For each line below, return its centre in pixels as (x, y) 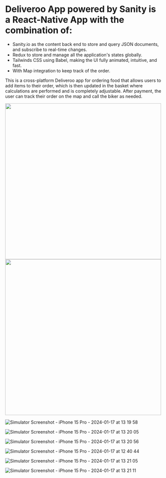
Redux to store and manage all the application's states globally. (77, 55)
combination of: (39, 30)
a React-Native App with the (65, 20)
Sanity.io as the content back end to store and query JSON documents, (85, 44)
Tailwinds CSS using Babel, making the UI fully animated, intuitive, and (84, 60)
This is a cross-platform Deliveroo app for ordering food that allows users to (83, 80)
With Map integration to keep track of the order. (61, 70)
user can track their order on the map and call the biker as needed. (74, 96)
